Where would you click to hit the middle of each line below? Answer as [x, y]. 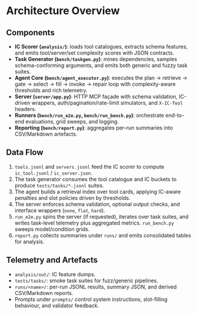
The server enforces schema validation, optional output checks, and [97, 204]
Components [30, 33]
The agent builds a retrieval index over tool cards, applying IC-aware [98, 192]
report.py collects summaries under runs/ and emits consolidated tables [103, 235]
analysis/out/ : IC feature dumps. [55, 274]
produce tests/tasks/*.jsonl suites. [59, 185]
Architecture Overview [63, 11]
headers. [25, 109]
